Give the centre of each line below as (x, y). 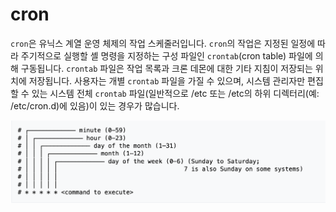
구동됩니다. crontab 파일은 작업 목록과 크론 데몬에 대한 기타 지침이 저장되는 (166, 68)
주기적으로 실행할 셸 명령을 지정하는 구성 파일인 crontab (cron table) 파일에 (166, 55)
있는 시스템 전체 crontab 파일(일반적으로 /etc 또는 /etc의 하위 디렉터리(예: (175, 93)
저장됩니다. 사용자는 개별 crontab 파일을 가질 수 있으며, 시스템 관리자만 (167, 80)
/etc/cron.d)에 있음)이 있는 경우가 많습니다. (95, 105)
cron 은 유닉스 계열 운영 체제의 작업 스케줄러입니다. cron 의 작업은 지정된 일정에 (163, 43)
